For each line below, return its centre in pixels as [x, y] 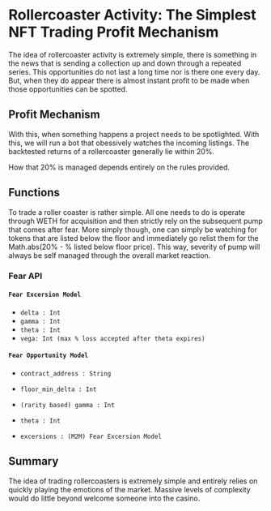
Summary [34, 461]
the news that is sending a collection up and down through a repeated [125, 63]
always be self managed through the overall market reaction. [110, 255]
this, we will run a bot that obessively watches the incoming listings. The [129, 143]
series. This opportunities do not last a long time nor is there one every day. [134, 71]
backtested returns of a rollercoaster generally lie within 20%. [112, 151]
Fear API [25, 276]
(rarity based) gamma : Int [67, 405]
